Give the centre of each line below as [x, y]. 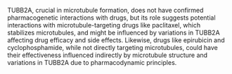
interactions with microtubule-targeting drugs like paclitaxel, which [104, 25]
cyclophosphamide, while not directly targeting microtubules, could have [112, 48]
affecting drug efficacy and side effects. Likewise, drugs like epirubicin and [116, 40]
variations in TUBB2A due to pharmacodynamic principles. [92, 62]
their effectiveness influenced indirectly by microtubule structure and [108, 55]
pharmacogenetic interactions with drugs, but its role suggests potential [111, 18]
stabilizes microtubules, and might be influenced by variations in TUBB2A [114, 32]
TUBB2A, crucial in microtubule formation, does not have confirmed [105, 10]
